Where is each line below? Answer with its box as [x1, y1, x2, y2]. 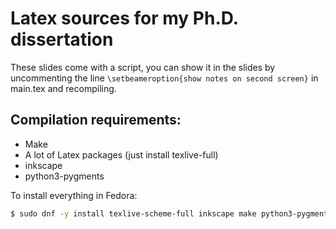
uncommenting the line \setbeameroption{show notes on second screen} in [10, 72, 319, 84]
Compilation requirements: [10, 112, 182, 129]
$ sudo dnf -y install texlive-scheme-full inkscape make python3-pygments [10, 208, 333, 219]
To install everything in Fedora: [10, 189, 138, 201]
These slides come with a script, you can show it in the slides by [10, 61, 276, 73]
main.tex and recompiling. [10, 82, 117, 94]
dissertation [10, 28, 114, 51]
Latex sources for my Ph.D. [10, 7, 239, 30]
